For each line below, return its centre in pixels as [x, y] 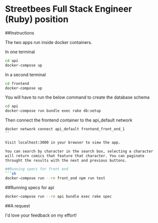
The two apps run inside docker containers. [49, 42]
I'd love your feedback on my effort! [41, 215]
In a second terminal [26, 75]
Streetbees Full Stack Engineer [69, 9]
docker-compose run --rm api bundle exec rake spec [58, 197]
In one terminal [20, 52]
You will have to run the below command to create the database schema [77, 97]
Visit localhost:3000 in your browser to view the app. [63, 142]
